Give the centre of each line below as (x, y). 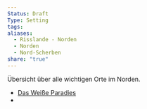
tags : (15, 27)
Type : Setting (28, 20)
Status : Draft (28, 14)
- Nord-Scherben (37, 53)
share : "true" (28, 59)
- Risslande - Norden (45, 40)
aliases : (20, 33)
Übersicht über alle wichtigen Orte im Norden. (74, 79)
